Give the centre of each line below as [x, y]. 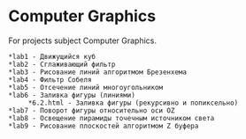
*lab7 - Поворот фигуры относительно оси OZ [92, 110]
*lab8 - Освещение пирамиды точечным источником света [111, 118]
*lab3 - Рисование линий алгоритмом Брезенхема [98, 72]
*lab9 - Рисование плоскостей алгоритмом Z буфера [104, 126]
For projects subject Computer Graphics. [82, 40]
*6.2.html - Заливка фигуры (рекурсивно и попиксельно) [133, 103]
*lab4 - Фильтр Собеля [50, 80]
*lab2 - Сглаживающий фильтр [62, 64]
